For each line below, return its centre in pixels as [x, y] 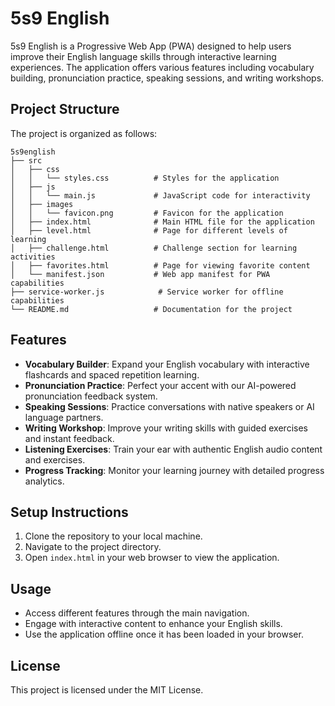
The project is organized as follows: [84, 133]
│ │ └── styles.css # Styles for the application [145, 178]
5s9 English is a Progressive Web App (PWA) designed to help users [151, 46]
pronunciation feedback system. [91, 396]
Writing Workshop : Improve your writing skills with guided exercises [166, 428]
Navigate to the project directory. [93, 547]
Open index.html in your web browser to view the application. [152, 558]
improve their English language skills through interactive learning [143, 56]
